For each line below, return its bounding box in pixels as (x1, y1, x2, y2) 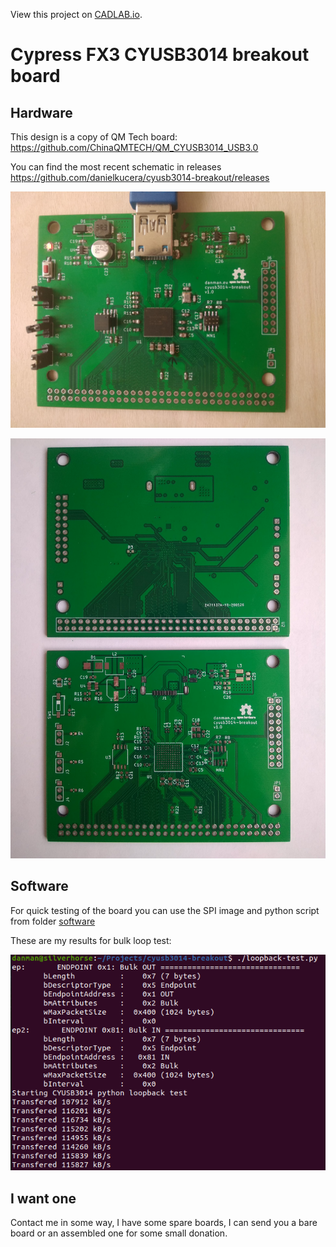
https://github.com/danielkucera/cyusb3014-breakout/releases (10, 172, 270, 183)
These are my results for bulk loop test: (10, 934, 172, 946)
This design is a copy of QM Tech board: (10, 131, 178, 143)
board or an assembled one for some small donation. (10, 1227, 228, 1239)
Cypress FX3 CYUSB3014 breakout (10, 44, 310, 66)
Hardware (10, 104, 73, 121)
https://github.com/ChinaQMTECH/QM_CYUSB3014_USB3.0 (10, 142, 259, 153)
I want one (10, 1190, 77, 1207)
